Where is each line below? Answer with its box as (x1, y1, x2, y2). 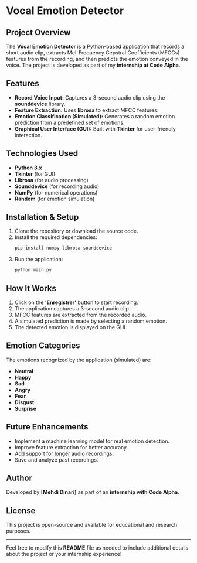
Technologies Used (6, 148, 78, 159)
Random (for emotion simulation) (14, 195, 95, 202)
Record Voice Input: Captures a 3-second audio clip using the (14, 94, 165, 101)
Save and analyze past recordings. (14, 456, 98, 463)
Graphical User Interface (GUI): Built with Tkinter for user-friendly (14, 125, 176, 132)
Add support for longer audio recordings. (14, 450, 114, 457)
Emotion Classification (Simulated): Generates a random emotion (14, 112, 175, 120)
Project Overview (6, 28, 71, 37)
